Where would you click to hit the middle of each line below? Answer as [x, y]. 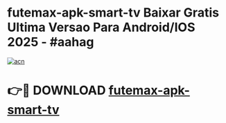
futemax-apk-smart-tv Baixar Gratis [113, 13]
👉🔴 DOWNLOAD [56, 91]
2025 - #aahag [51, 42]
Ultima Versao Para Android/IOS [101, 27]
